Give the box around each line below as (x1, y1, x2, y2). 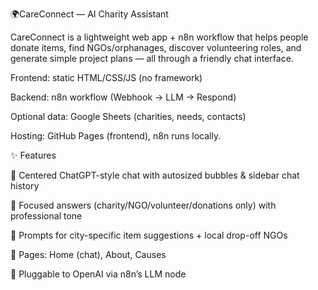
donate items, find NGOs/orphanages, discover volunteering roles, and (10, 42, 302, 53)
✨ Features (10, 149, 57, 161)
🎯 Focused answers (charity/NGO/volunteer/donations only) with (10, 199, 277, 211)
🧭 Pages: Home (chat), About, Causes (10, 249, 167, 260)
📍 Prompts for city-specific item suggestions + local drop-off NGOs (10, 229, 288, 241)
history (10, 180, 40, 192)
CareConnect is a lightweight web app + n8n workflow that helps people (10, 31, 309, 43)
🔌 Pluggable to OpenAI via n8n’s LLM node (10, 268, 187, 280)
